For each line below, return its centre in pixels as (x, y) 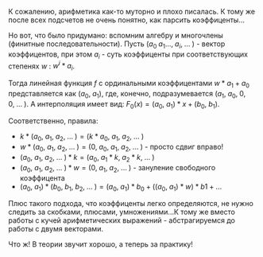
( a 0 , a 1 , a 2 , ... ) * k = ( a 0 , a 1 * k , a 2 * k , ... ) (87, 158)
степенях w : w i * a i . (42, 66)
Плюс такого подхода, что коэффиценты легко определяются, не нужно (131, 204)
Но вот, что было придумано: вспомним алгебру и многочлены (116, 35)
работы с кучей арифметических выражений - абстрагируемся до (122, 220)
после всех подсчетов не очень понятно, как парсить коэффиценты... (126, 20)
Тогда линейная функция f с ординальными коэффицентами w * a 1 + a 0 (129, 84)
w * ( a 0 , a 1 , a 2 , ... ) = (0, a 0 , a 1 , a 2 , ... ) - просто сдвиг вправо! (122, 148)
